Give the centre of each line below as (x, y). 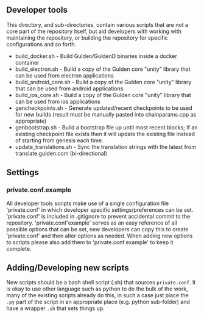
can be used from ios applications (58, 101)
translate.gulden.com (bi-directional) (61, 153)
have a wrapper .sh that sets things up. (55, 308)
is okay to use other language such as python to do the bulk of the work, (97, 289)
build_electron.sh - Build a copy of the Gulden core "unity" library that (103, 69)
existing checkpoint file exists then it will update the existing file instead (105, 134)
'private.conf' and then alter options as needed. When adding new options (100, 236)
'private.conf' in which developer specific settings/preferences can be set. (100, 209)
